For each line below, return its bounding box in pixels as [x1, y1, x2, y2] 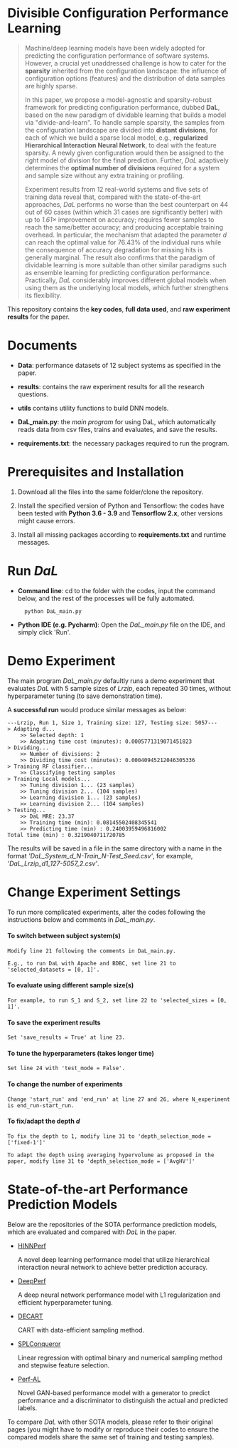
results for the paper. [7, 312, 70, 321]
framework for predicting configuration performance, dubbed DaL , [24, 103, 220, 111]
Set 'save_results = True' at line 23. [7, 1034, 126, 1042]
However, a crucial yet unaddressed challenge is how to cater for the [24, 58, 227, 67]
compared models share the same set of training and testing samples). [7, 1432, 215, 1441]
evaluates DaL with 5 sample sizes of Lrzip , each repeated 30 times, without [7, 684, 231, 692]
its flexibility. [24, 291, 62, 299]
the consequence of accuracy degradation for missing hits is [24, 245, 203, 254]
